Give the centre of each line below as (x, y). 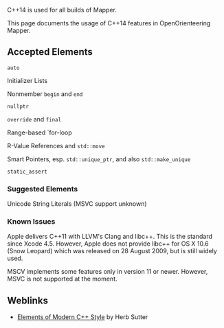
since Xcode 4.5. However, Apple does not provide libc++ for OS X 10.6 (108, 244)
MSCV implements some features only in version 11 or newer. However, (108, 272)
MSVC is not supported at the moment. (62, 279)
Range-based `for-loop (40, 132)
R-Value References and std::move (56, 145)
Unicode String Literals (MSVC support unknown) (77, 204)
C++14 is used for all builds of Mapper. (62, 10)
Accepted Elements (50, 52)
